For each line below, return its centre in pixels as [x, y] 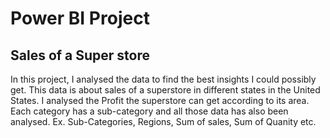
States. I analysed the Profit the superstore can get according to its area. [160, 100]
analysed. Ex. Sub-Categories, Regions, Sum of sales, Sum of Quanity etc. [163, 121]
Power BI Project [80, 18]
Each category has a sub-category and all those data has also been [149, 111]
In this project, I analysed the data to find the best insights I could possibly [163, 79]
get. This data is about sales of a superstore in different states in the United [165, 90]
